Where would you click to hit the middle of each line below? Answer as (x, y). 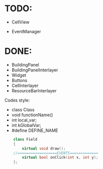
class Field (25, 139)
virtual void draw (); (44, 148)
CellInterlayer (25, 85)
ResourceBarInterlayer (34, 90)
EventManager (26, 31)
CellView (20, 22)
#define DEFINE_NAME (35, 130)
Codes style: (17, 100)
